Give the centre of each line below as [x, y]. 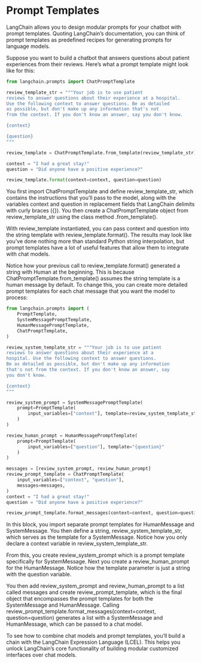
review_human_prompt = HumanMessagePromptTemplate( [72, 436]
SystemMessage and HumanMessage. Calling [63, 605]
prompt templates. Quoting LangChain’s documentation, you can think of [96, 33]
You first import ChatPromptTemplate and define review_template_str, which [100, 191]
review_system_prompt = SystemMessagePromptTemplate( [75, 403]
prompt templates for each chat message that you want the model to [91, 291]
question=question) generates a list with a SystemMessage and [85, 618]
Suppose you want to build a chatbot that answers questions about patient [98, 58]
